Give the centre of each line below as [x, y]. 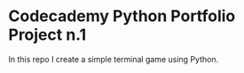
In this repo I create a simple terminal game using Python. [114, 59]
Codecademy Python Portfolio [122, 16]
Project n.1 [47, 35]
